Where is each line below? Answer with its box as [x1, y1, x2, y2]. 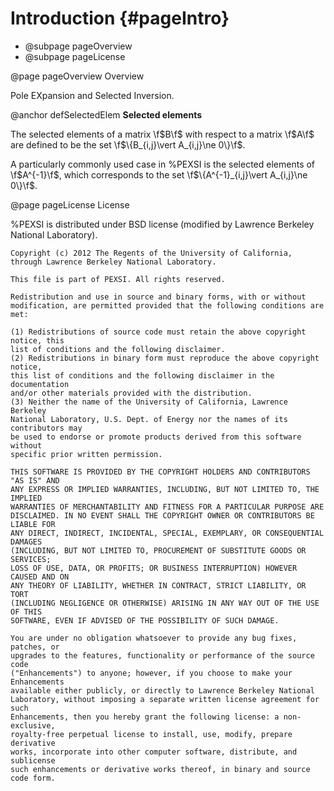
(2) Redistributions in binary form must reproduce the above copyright [10, 353, 320, 363]
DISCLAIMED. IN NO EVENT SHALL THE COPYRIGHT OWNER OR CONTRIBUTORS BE [10, 510, 315, 521]
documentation [10, 379, 70, 389]
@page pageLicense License [10, 198, 130, 211]
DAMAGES [10, 537, 43, 547]
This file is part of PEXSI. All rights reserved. [10, 274, 226, 284]
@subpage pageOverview [24, 40, 133, 52]
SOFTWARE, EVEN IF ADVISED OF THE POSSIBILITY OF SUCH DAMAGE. [10, 615, 280, 626]
